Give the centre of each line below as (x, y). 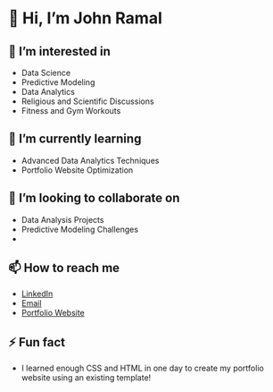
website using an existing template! (86, 378)
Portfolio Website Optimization (77, 170)
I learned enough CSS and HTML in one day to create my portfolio (142, 368)
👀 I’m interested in (59, 51)
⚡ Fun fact (37, 342)
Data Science (46, 72)
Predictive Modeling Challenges (80, 229)
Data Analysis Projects (62, 219)
